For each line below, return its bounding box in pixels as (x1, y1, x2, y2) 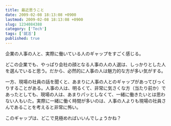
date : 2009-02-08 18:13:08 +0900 (5, 12, 77, 17)
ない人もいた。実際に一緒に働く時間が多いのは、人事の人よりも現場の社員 (5, 97, 162, 104)
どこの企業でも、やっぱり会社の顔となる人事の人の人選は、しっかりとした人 (5, 61, 166, 67)
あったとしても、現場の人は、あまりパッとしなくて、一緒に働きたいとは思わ (5, 91, 166, 97)
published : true (5, 36, 40, 41)
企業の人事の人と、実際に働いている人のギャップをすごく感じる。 (5, 51, 144, 57)
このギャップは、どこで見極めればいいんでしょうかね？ (5, 115, 121, 121)
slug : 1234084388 (5, 21, 42, 27)
